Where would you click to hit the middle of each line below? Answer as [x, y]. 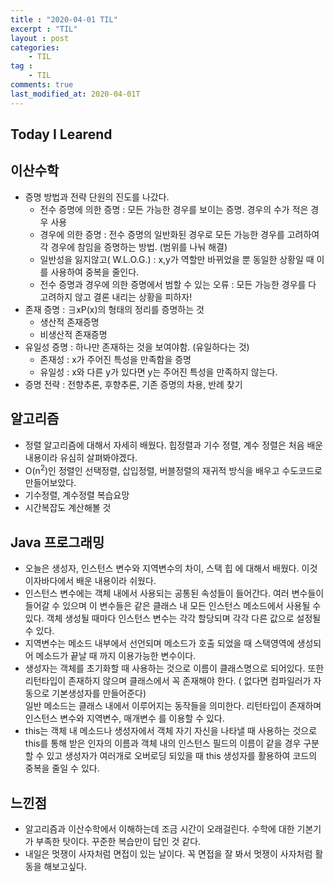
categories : [35, 47]
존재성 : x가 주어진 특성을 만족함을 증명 [115, 359]
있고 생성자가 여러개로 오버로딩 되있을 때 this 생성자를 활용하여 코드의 [182, 756]
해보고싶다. [65, 866]
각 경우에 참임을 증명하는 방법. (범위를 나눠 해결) [133, 247]
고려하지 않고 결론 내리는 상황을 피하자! [116, 297]
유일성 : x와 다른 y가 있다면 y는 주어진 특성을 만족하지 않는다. [158, 372]
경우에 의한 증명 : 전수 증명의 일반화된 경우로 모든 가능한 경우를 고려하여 [179, 234]
